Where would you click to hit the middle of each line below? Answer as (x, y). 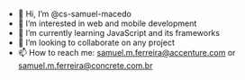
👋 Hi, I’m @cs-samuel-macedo (75, 14)
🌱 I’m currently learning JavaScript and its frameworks (119, 33)
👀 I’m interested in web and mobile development (107, 23)
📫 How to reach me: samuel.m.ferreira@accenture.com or (127, 53)
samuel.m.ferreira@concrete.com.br (85, 66)
